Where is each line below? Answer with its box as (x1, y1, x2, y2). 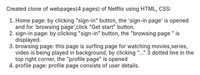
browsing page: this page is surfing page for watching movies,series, (15, 42, 188, 50)
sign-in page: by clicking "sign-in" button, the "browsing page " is (15, 30, 180, 37)
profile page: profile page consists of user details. (15, 62, 140, 69)
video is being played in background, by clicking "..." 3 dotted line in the (15, 49, 194, 56)
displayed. (15, 36, 41, 43)
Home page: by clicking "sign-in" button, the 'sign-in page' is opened (15, 17, 189, 24)
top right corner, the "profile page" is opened (15, 56, 128, 62)
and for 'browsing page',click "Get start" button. (15, 24, 135, 30)
